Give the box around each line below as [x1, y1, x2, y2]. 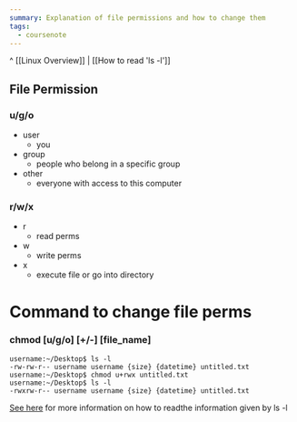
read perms [35, 231, 80, 242]
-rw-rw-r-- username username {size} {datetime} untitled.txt [9, 362, 250, 371]
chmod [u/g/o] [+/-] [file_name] [9, 334, 152, 347]
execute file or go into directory [35, 269, 154, 280]
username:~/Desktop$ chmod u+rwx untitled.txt [9, 370, 189, 379]
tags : [9, 22, 30, 31]
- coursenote [17, 30, 67, 39]
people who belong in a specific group [35, 158, 181, 169]
